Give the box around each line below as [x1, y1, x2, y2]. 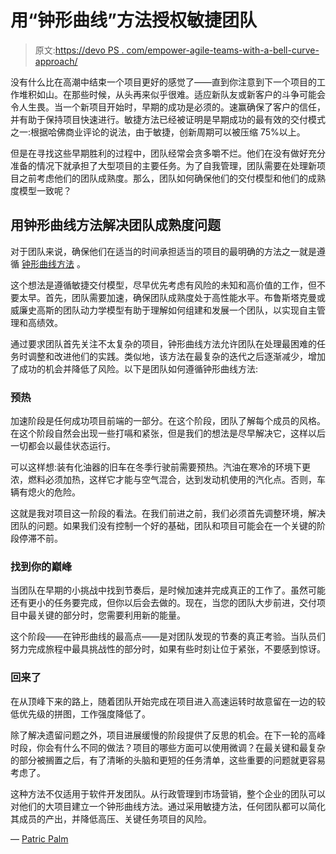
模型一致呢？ [18, 184, 72, 196]
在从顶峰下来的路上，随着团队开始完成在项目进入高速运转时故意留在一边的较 [10, 695, 326, 707]
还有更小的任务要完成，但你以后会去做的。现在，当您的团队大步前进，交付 [10, 597, 317, 609]
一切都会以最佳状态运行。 [10, 440, 116, 452]
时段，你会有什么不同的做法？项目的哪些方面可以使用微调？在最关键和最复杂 [10, 741, 326, 753]
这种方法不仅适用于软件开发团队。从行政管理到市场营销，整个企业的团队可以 [10, 787, 326, 800]
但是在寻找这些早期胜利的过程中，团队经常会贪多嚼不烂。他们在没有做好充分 [10, 147, 326, 159]
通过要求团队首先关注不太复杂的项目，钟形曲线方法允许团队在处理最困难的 [10, 337, 317, 350]
